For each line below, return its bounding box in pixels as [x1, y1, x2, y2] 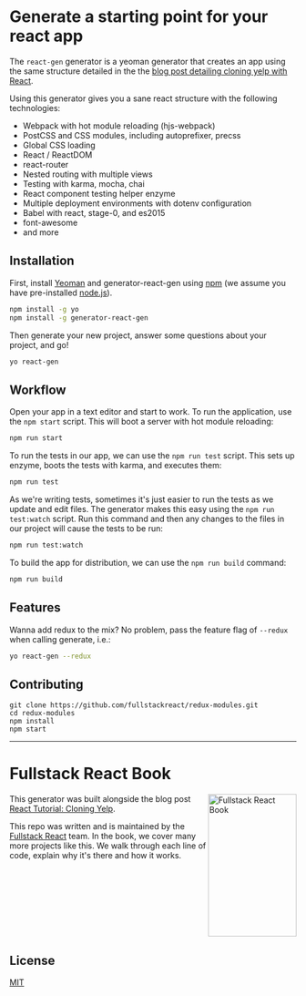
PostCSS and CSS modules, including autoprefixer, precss [22, 129, 241, 140]
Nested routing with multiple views [22, 169, 153, 180]
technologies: [9, 102, 61, 113]
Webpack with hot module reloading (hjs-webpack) [22, 120, 216, 131]
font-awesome [22, 217, 78, 228]
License [9, 952, 56, 968]
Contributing [9, 676, 84, 692]
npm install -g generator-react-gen [9, 313, 148, 323]
